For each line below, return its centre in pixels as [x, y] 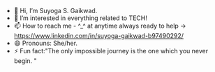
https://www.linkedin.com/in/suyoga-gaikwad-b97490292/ [98, 36]
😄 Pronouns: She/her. [46, 43]
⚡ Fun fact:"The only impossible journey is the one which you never [111, 51]
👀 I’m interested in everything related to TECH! [81, 18]
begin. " [25, 61]
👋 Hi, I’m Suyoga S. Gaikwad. [55, 11]
